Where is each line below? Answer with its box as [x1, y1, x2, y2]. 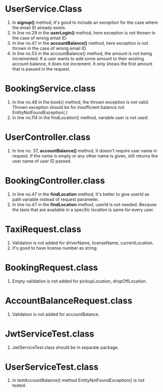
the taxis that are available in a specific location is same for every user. [12, 207, 154, 213]
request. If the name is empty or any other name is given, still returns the [12, 153, 158, 159]
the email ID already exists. [12, 24, 67, 30]
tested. [12, 383, 27, 389]
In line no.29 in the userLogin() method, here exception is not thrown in [12, 30, 156, 36]
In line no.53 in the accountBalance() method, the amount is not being [12, 50, 152, 56]
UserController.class [5, 132, 91, 143]
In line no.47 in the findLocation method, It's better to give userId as [12, 191, 149, 197]
